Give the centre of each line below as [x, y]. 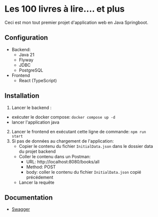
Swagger [21, 209]
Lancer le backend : [31, 108]
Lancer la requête [37, 182]
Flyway [26, 60]
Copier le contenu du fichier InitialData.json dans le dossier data [86, 146]
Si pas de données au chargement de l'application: [63, 141]
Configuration [26, 38]
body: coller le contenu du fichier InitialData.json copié [84, 172]
